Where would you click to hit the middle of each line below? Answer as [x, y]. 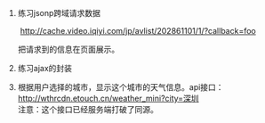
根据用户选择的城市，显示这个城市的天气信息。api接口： [120, 87]
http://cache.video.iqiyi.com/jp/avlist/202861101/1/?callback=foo [138, 31]
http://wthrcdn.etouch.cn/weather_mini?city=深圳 [108, 98]
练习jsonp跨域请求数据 [59, 13]
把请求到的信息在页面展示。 [68, 49]
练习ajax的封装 [45, 68]
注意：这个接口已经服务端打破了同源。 [88, 109]
